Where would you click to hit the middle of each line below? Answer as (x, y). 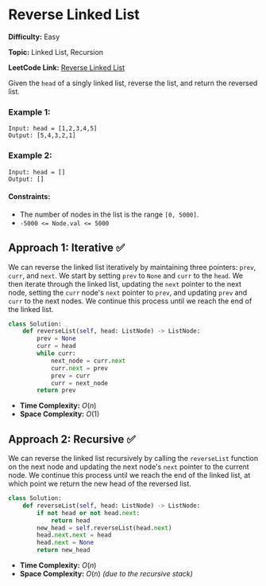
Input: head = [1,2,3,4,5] (53, 129)
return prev (57, 391)
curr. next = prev (79, 368)
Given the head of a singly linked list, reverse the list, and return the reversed (133, 83)
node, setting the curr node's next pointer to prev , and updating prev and (128, 292)
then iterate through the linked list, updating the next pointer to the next (125, 283)
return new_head (64, 550)
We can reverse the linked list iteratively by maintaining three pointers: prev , (132, 267)
